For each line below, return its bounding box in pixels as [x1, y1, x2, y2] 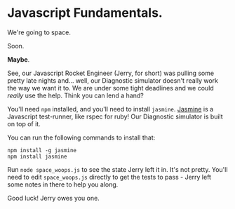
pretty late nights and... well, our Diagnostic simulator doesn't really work [7, 76, 219, 85]
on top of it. [7, 119, 41, 128]
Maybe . [7, 55, 30, 64]
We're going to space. [7, 28, 72, 36]
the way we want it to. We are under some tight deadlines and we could [7, 83, 214, 92]
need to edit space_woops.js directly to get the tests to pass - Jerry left [7, 173, 212, 181]
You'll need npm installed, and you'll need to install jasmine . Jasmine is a [7, 104, 214, 113]
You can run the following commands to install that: [7, 133, 156, 142]
